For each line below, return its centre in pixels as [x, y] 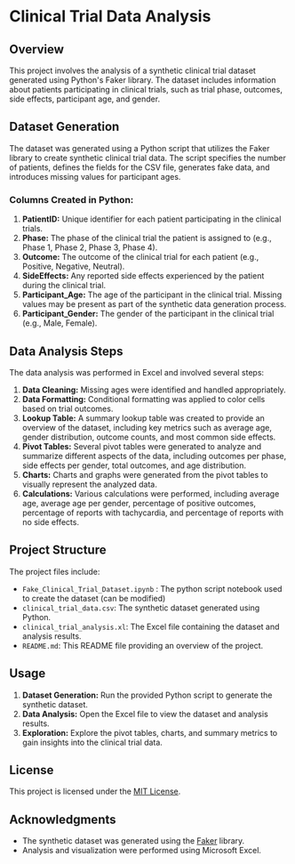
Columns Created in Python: [72, 199]
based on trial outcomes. [68, 408]
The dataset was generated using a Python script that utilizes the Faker [140, 148]
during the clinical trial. [64, 286]
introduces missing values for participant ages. [95, 176]
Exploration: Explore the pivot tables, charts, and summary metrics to [150, 732]
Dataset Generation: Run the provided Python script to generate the [147, 695]
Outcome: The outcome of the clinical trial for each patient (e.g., [140, 257]
